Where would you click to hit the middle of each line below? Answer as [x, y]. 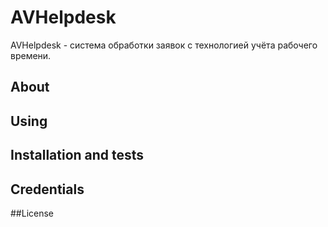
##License [32, 213]
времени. [31, 55]
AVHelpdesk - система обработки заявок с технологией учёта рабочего [164, 45]
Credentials [47, 189]
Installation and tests [77, 155]
